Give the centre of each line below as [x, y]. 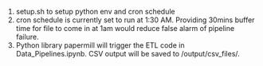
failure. [27, 37]
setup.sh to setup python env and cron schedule [95, 12]
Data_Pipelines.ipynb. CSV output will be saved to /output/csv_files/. [128, 54]
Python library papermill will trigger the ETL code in [100, 45]
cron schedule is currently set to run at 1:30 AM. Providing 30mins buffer [135, 20]
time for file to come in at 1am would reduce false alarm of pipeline [125, 28]
